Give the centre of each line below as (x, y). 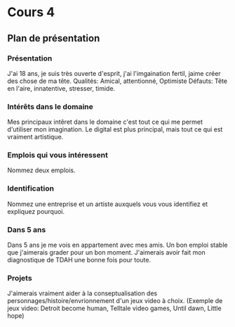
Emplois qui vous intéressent (58, 155)
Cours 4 (31, 12)
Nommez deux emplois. (41, 170)
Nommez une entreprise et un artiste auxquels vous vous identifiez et (108, 204)
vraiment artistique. (35, 137)
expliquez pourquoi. (36, 211)
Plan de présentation (54, 38)
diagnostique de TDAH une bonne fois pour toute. (79, 260)
